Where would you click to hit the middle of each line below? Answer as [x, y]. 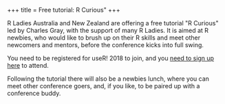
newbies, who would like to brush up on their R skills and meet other [104, 38]
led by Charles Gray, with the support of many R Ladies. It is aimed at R [108, 30]
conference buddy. [34, 93]
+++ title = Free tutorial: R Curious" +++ [64, 10]
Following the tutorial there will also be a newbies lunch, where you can [108, 79]
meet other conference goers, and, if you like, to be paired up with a [104, 86]
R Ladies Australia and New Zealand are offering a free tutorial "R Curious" [113, 23]
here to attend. [28, 65]
